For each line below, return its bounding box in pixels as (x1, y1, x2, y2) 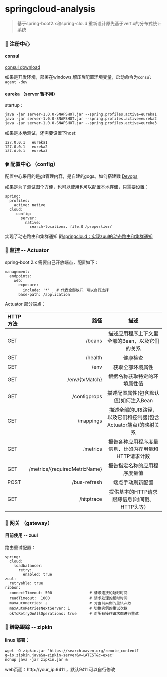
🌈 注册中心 (5, 40, 31, 47)
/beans (86, 337, 103, 344)
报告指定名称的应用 (108, 462, 154, 469)
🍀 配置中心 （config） (5, 161, 59, 168)
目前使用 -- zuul (5, 532, 38, 538)
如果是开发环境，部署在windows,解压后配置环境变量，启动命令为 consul (5, 75, 152, 80)
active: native (14, 202, 46, 207)
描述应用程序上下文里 (108, 330, 159, 337)
